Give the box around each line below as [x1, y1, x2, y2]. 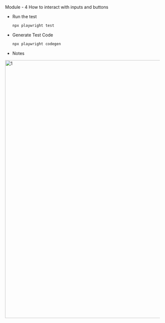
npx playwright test [12, 23, 55, 28]
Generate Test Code [12, 32, 53, 38]
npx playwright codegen [12, 41, 61, 46]
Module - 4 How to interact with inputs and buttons [5, 4, 109, 10]
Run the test [12, 14, 37, 19]
